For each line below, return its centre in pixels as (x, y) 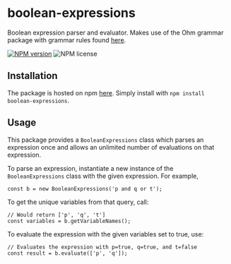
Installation (32, 76)
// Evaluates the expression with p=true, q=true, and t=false (102, 247)
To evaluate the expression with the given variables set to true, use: (106, 234)
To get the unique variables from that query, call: (78, 202)
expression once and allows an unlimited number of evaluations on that (111, 147)
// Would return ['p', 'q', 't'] (57, 215)
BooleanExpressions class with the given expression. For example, (103, 176)
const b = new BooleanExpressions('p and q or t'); (85, 188)
